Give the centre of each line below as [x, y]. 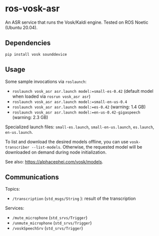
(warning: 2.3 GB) [30, 117]
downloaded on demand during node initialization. [56, 152]
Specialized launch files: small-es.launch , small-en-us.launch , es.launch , [80, 127]
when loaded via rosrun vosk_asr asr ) [51, 96]
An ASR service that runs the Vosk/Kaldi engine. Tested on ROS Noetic [77, 22]
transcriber [17, 147]
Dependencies [28, 43]
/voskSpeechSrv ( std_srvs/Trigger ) [48, 228]
